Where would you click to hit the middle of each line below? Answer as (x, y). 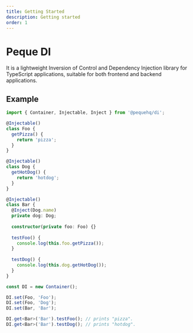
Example (22, 99)
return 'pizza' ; (37, 140)
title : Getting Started (35, 11)
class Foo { (21, 128)
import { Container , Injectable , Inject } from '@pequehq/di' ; (86, 113)
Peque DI (29, 52)
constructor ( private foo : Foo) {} (54, 227)
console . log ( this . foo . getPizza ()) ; (60, 243)
